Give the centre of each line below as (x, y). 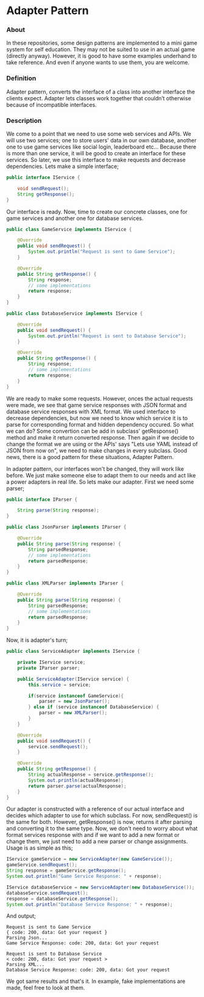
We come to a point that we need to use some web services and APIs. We (99, 134)
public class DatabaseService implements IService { (75, 314)
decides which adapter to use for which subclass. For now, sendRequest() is (102, 815)
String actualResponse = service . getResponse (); (91, 775)
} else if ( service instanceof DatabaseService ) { (94, 707)
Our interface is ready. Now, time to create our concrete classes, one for (97, 212)
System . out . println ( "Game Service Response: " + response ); (84, 877)
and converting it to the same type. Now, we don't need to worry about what (102, 828)
